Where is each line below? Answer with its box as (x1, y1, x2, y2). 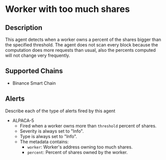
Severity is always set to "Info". (19, 128, 84, 134)
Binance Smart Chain (12, 80, 56, 86)
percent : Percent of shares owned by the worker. (27, 149, 128, 155)
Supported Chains (5, 67, 63, 75)
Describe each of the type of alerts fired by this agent (5, 108, 116, 114)
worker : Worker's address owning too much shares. (27, 144, 133, 150)
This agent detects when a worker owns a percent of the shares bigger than (5, 36, 162, 42)
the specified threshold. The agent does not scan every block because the (5, 42, 159, 48)
